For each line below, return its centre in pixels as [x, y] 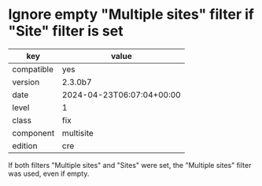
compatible [33, 69]
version [26, 82]
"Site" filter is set [66, 31]
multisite [78, 133]
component [33, 133]
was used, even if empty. [49, 173]
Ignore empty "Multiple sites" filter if [131, 15]
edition [25, 145]
